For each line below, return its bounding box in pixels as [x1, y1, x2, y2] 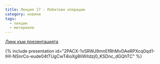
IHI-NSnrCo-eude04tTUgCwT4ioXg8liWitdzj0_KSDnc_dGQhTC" [5, 53, 135, 59]
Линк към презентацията [5, 39, 58, 44]
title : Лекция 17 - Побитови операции [5, 7, 85, 12]
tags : [5, 16, 16, 21]
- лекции [9, 21, 28, 26]
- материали [9, 25, 35, 30]
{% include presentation [5, 48, 54, 54]
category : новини [5, 12, 41, 17]
